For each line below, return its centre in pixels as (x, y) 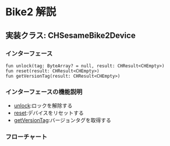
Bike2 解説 (31, 12)
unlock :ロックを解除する (43, 106)
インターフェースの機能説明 (44, 92)
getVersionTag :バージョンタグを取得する (63, 120)
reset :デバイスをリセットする (49, 113)
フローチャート (26, 137)
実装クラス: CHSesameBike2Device (71, 35)
